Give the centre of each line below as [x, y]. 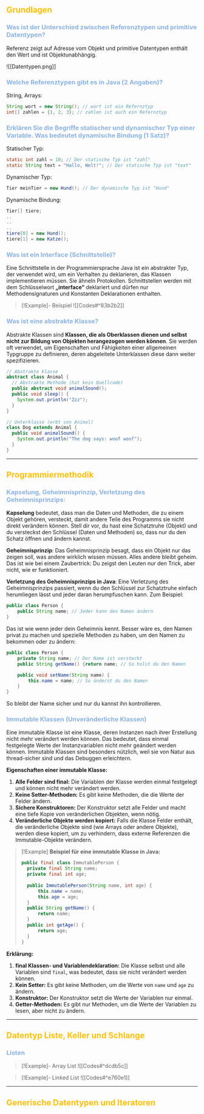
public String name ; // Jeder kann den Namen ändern [85, 611]
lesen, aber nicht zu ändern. [50, 1011]
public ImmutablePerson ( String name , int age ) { [90, 885]
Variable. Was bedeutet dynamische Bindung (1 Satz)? [88, 135]
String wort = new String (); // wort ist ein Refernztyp [80, 106]
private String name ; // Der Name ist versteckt [80, 658]
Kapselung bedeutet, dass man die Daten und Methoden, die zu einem [95, 513]
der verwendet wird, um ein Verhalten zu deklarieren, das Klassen [89, 274]
